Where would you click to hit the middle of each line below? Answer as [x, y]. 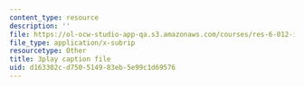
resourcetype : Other [48, 51]
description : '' [40, 26]
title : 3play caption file [60, 59]
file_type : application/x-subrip [72, 43]
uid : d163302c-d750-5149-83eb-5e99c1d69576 [93, 68]
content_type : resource [54, 17]
